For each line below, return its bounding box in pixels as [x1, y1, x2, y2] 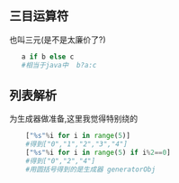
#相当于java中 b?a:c [21, 60, 97, 69]
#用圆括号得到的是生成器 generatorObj [25, 165, 156, 174]
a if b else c [21, 52, 75, 61]
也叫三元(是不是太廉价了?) [9, 34, 106, 45]
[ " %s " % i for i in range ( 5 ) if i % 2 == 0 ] [25, 148, 171, 158]
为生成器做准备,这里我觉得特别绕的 [9, 114, 139, 124]
